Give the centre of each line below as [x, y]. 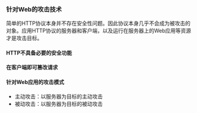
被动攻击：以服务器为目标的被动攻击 [59, 104]
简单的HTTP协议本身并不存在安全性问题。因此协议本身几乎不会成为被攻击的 [98, 23]
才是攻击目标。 [24, 38]
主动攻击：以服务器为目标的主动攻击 [59, 96]
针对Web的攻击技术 [34, 9]
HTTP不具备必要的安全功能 [39, 53]
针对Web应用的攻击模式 [35, 82]
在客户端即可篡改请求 [32, 67]
